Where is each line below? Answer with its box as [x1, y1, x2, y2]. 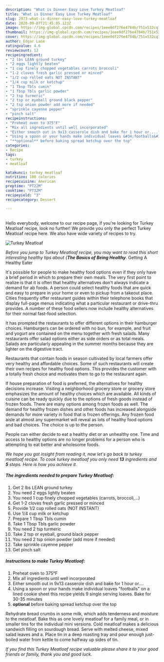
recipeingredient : [5, 52, 43, 58]
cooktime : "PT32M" [5, 188, 43, 193]
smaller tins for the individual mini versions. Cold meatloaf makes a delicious [5, 621, 159, 627]
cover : [5, 35, 19, 39]
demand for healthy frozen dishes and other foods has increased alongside [5, 406, 157, 412]
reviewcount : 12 [5, 48, 38, 53]
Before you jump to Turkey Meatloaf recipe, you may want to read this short [5, 249, 158, 255]
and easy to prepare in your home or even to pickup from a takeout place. [5, 290, 153, 295]
